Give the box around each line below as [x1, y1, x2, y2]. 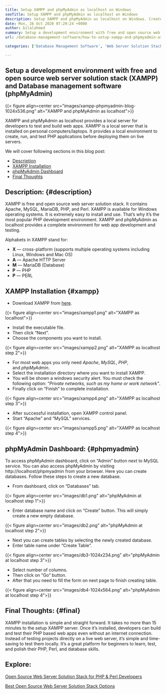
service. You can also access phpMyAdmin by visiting [5, 463, 115, 469]
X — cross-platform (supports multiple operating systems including [12, 246, 150, 252]
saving [5, 641, 19, 647]
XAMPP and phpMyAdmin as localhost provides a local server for [5, 117, 138, 124]
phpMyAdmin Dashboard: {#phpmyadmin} [5, 445, 139, 453]
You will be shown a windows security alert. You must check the [12, 375, 143, 381]
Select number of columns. [12, 567, 68, 573]
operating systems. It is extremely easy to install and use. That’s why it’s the [5, 211, 160, 218]
